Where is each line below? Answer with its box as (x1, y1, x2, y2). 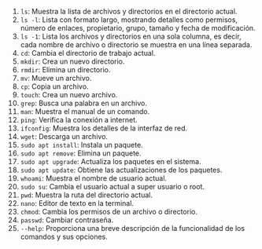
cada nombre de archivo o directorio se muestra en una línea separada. (20, 40, 253, 49)
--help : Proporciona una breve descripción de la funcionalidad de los (20, 224, 245, 233)
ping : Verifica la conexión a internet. (20, 115, 138, 124)
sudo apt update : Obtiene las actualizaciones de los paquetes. (20, 165, 223, 174)
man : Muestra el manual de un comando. (20, 107, 150, 116)
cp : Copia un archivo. (20, 82, 89, 91)
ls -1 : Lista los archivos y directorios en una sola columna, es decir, (20, 31, 242, 41)
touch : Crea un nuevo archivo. (20, 90, 118, 99)
